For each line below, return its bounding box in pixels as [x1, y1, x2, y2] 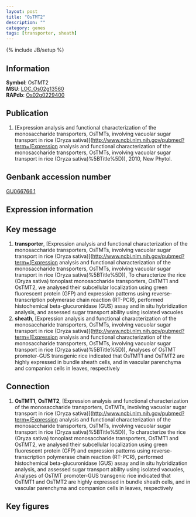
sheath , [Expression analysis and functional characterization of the [14, 315, 177, 322]
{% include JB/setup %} [6, 46, 64, 53]
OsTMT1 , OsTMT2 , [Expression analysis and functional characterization [14, 397, 188, 404]
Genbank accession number [6, 172, 111, 182]
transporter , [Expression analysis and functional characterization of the [14, 240, 188, 247]
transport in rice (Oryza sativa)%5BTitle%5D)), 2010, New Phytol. [14, 155, 173, 162]
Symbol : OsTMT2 [6, 79, 49, 86]
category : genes [6, 25, 46, 31]
